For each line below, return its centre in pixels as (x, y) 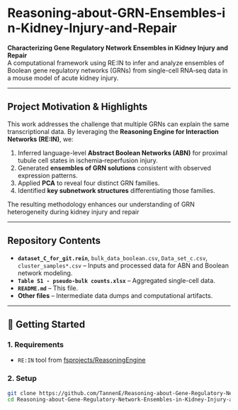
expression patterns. (47, 175)
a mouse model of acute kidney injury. (63, 78)
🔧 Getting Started (46, 324)
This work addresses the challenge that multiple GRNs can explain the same (118, 124)
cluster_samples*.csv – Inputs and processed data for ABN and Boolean (123, 265)
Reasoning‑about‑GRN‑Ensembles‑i (117, 13)
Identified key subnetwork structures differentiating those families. (117, 190)
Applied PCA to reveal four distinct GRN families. (89, 183)
